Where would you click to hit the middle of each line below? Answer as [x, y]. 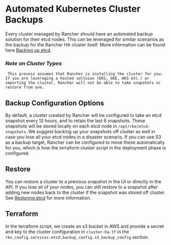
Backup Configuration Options [55, 103]
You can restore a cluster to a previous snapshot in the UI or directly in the [83, 181]
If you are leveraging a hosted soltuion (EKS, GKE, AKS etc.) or [77, 79]
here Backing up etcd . [29, 50]
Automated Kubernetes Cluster [73, 9]
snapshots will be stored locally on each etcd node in [61, 126]
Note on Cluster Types [34, 63]
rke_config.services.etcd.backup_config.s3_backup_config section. [77, 237]
